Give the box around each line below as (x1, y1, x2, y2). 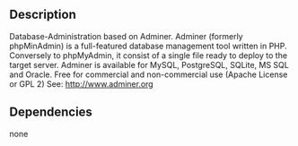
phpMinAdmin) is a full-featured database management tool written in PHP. (9, 40, 287, 51)
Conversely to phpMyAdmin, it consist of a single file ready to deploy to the (9, 49, 288, 61)
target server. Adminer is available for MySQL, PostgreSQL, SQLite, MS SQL (9, 59, 289, 70)
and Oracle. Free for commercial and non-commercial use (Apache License (9, 69, 288, 80)
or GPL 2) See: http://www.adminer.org (9, 78, 154, 89)
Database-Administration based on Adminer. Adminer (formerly (9, 30, 244, 41)
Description (9, 7, 76, 22)
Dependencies (9, 105, 92, 120)
